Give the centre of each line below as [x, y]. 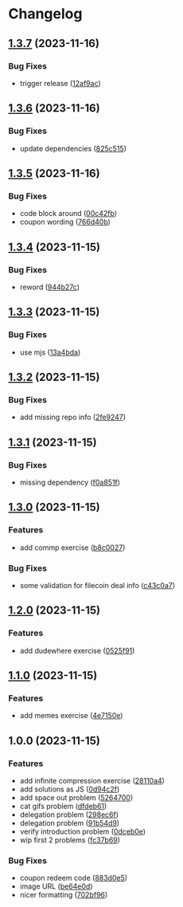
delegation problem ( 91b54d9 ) [70, 823]
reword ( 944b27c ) [50, 287]
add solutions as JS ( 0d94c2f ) [70, 789]
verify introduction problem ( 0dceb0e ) [82, 832]
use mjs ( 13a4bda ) [50, 352]
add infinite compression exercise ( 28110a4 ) [92, 781]
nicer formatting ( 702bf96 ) [64, 895]
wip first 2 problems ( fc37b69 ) [70, 840]
